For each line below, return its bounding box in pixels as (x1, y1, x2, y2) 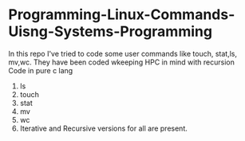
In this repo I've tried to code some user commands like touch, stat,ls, (8, 49, 238, 58)
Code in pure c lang (8, 65, 73, 75)
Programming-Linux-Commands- (8, 6, 235, 24)
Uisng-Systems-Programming (8, 22, 213, 41)
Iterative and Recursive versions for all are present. (19, 123, 188, 133)
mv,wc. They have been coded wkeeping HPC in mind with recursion (8, 57, 235, 67)
